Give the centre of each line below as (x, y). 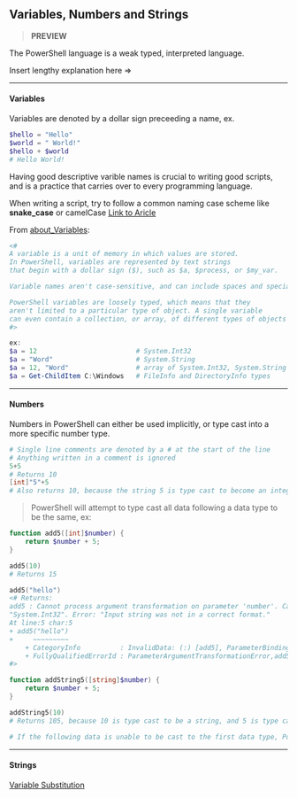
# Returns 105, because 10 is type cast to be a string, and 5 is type (144, 721)
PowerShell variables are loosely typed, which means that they (130, 302)
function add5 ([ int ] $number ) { (67, 534)
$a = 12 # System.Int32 (100, 352)
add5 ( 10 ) (25, 566)
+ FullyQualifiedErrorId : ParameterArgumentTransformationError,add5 (158, 656)
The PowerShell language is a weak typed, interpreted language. (127, 53)
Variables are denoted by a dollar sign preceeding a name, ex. (122, 119)
